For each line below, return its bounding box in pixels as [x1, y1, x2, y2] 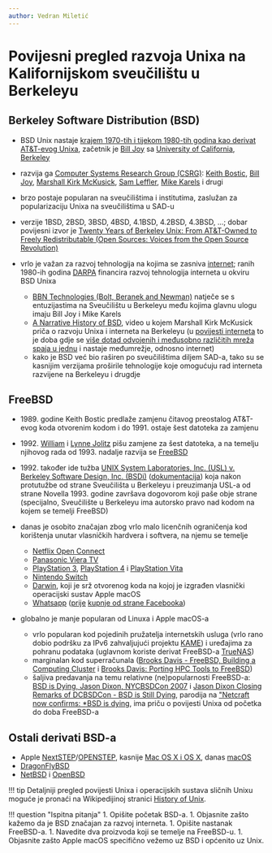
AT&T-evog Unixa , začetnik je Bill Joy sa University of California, [19, 144, 235, 154]
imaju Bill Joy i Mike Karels [32, 309, 122, 318]
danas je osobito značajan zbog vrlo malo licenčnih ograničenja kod [19, 522, 248, 532]
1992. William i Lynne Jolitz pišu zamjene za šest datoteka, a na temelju [19, 439, 259, 448]
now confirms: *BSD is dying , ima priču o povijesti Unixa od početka [32, 699, 262, 708]
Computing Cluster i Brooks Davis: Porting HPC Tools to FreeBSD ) [32, 664, 253, 674]
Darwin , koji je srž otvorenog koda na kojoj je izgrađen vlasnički [32, 581, 245, 591]
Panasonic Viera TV [32, 555, 99, 565]
